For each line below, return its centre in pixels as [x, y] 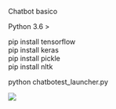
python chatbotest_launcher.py [58, 82]
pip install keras [33, 50]
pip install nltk [31, 67]
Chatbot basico [33, 11]
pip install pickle [34, 58]
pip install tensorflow [42, 42]
